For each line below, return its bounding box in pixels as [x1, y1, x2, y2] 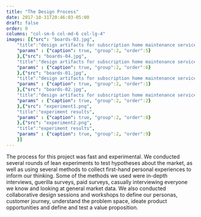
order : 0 [6, 25, 28, 32]
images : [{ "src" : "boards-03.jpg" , [6, 36, 95, 42]
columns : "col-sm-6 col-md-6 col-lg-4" [6, 31, 106, 37]
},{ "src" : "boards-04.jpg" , [17, 53, 87, 59]
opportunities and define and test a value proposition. [6, 204, 139, 211]
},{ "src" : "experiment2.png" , [17, 120, 93, 126]
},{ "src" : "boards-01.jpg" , [17, 70, 87, 76]
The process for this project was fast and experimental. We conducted [6, 153, 180, 160]
